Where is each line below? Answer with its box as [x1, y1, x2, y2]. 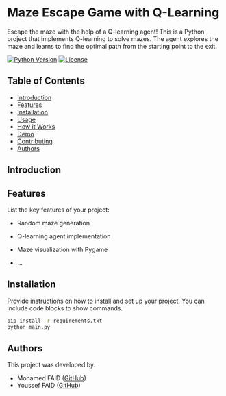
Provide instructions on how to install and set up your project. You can [7, 297, 205, 305]
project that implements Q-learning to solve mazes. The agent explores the [7, 34, 219, 42]
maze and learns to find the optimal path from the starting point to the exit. [7, 42, 218, 50]
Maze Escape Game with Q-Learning [7, 5, 220, 21]
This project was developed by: [7, 361, 96, 369]
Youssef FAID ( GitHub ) [16, 382, 81, 390]
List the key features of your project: [7, 206, 110, 214]
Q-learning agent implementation [16, 232, 111, 240]
